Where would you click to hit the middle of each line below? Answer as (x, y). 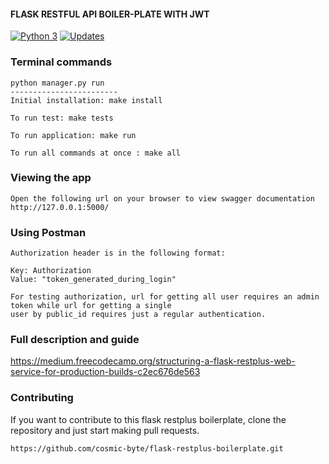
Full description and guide (75, 340)
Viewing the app (51, 178)
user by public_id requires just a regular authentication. (138, 315)
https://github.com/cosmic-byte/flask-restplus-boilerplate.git (147, 448)
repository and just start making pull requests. (105, 430)
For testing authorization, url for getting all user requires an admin (165, 297)
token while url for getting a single (91, 306)
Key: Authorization (51, 271)
